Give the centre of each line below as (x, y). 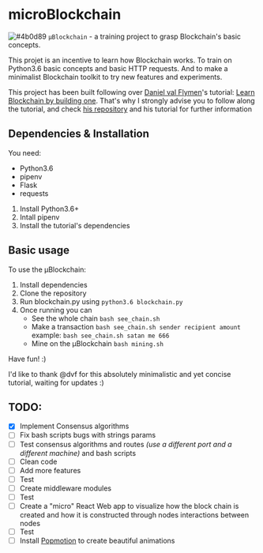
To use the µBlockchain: (47, 269)
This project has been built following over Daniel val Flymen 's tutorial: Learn (131, 92)
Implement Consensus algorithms (74, 426)
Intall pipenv (39, 217)
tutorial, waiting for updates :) (56, 382)
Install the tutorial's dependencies (75, 225)
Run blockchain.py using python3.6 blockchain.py (101, 301)
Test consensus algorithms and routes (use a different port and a (126, 444)
